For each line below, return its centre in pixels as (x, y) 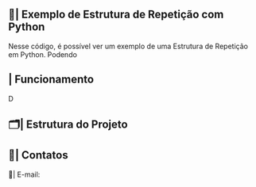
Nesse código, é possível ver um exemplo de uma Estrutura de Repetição (128, 46)
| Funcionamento (51, 80)
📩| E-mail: (24, 174)
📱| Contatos (39, 155)
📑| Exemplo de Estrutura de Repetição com (116, 15)
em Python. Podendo (43, 54)
